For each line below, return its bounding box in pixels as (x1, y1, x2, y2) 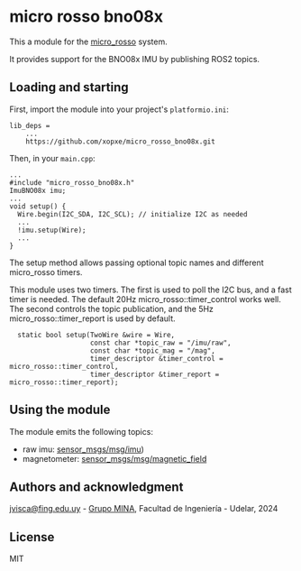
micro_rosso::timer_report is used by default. (9, 313, 176, 324)
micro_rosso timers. (9, 266, 83, 277)
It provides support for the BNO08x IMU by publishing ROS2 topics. (9, 53, 260, 64)
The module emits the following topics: (9, 426, 153, 437)
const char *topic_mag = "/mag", (89, 345, 216, 355)
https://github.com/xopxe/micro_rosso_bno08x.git (25, 137, 216, 146)
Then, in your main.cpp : (9, 152, 96, 163)
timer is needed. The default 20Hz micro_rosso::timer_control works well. (9, 293, 281, 304)
